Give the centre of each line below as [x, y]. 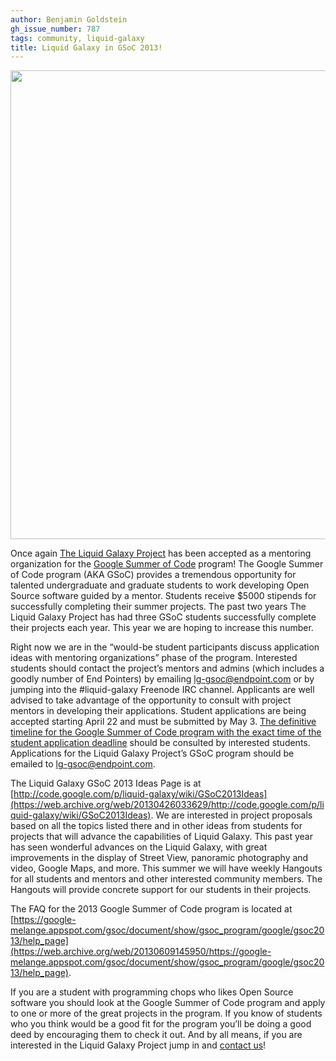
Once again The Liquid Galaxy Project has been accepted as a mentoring [161, 553]
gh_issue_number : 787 [55, 29]
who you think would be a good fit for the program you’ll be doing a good [161, 1024]
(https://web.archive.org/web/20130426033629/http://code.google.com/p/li [167, 805]
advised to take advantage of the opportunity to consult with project [151, 700]
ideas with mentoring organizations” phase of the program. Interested [154, 658]
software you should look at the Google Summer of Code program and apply [168, 1003]
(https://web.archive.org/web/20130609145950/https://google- [141, 952]
